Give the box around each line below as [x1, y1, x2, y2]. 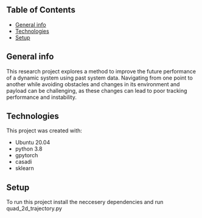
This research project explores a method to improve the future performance [6, 67, 197, 75]
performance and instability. [6, 94, 77, 101]
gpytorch [15, 152, 38, 159]
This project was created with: [6, 127, 82, 134]
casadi [15, 158, 32, 166]
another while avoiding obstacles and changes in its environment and [6, 80, 180, 87]
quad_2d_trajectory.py [6, 205, 63, 212]
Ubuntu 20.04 [15, 139, 50, 146]
